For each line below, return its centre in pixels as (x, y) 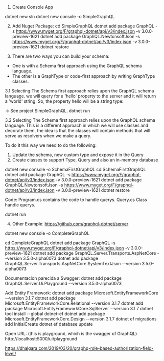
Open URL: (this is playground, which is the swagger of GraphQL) (71, 334)
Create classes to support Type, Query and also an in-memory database (85, 160)
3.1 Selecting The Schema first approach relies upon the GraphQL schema (80, 91)
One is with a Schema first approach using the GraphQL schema (77, 66)
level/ (11, 353)
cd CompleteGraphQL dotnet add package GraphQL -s (60, 243)
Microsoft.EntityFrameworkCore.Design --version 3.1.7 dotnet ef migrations (81, 319)
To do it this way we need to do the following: (51, 145)
